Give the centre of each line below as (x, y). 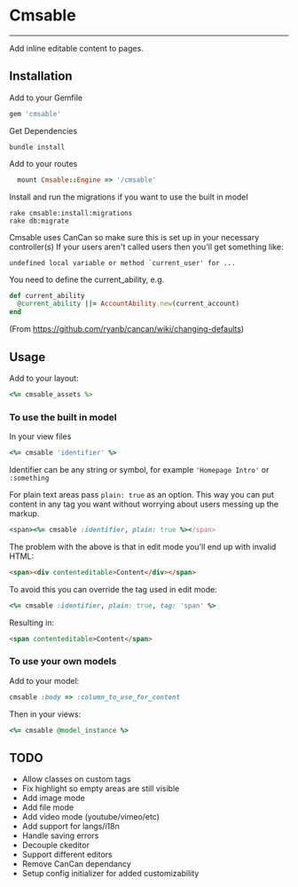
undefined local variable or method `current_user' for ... (123, 263)
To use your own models (63, 662)
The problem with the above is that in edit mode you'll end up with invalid (143, 546)
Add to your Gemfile (46, 98)
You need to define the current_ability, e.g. (87, 279)
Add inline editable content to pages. (76, 48)
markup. (24, 513)
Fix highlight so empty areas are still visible (101, 789)
